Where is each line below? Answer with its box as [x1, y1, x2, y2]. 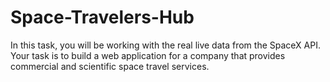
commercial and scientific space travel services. [10, 60, 210, 72]
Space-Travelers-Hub [10, 6, 195, 29]
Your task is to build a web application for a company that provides [10, 49, 286, 61]
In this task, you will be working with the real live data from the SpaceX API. [10, 39, 321, 51]
